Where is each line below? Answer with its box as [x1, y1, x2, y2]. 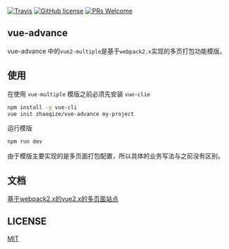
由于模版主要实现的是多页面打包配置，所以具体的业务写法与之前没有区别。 [7, 152, 224, 161]
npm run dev [7, 138, 42, 145]
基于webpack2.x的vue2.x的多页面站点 [7, 195, 119, 203]
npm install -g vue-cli [7, 103, 78, 111]
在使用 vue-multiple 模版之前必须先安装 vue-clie [7, 89, 151, 98]
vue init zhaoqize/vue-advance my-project [7, 110, 134, 117]
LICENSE [7, 216, 47, 228]
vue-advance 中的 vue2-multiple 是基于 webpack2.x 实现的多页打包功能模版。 [7, 47, 226, 55]
